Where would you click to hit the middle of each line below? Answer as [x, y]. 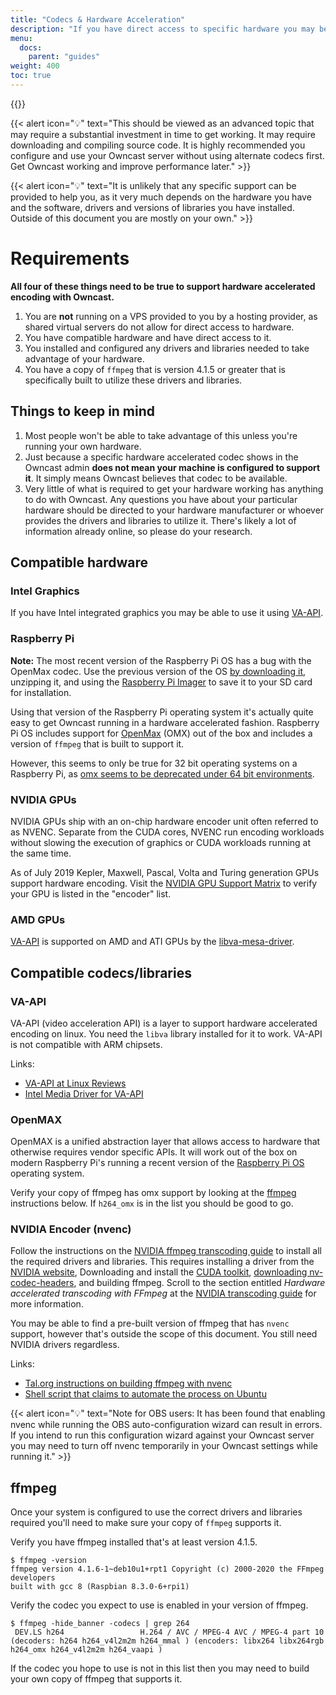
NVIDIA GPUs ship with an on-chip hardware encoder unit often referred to [164, 821]
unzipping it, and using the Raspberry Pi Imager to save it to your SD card [161, 682]
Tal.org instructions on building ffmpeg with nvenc [128, 1383]
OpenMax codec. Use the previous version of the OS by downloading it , [158, 671]
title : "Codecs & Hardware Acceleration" [98, 19]
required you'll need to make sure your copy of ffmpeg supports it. [146, 1523]
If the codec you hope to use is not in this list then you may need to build [160, 1668]
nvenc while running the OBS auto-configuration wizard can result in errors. [166, 1425]
